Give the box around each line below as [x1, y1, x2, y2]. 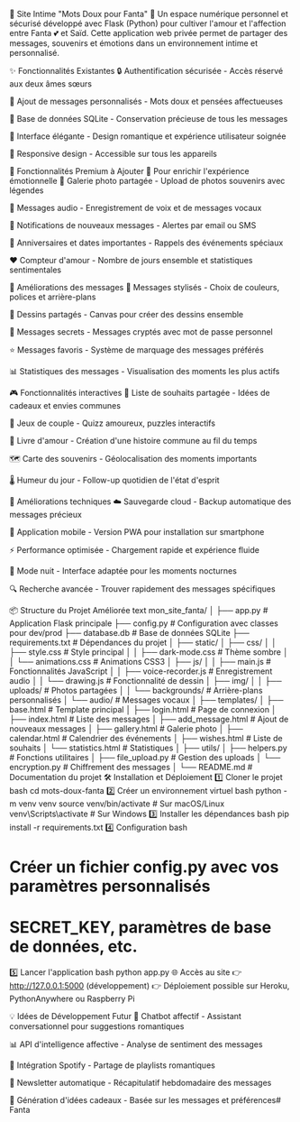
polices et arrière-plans [9, 291, 96, 302]
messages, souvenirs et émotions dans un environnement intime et [9, 38, 259, 49]
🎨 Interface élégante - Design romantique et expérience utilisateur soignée [9, 131, 286, 142]
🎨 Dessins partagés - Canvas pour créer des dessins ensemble [9, 309, 244, 319]
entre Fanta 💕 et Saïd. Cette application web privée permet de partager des [9, 28, 288, 38]
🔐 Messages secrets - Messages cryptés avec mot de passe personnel [9, 326, 273, 337]
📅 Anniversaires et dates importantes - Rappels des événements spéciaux [9, 237, 284, 248]
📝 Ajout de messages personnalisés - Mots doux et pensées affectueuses [9, 96, 284, 106]
